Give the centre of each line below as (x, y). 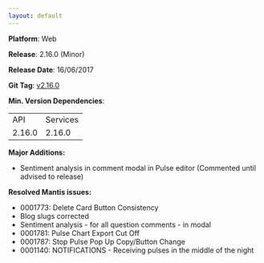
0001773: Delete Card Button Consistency (89, 207)
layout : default (35, 16)
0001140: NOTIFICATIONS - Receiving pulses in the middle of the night (137, 250)
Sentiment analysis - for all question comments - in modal (115, 225)
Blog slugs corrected (55, 216)
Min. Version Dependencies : (57, 100)
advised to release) (52, 176)
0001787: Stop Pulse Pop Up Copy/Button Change (103, 241)
